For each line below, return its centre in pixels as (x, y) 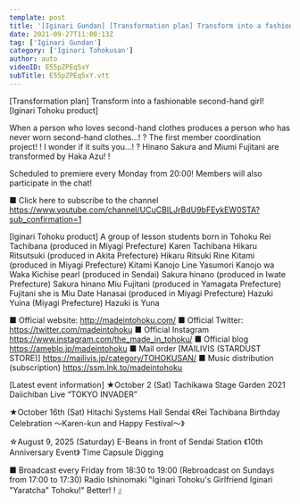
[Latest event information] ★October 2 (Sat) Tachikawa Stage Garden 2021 (147, 384)
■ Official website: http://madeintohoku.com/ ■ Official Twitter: (126, 320)
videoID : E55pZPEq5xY (50, 68)
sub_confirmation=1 (46, 219)
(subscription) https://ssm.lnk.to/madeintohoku (96, 368)
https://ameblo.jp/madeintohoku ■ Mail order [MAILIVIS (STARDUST (135, 348)
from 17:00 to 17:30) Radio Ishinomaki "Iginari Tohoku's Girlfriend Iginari (141, 479)
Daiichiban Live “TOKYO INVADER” (74, 394)
